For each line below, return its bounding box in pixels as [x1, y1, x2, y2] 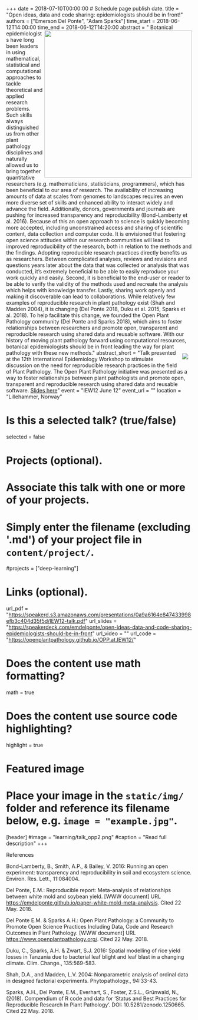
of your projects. [6, 493, 90, 507]
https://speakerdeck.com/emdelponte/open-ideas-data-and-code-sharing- [8, 624, 192, 631]
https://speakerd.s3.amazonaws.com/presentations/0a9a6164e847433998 [8, 611, 192, 618]
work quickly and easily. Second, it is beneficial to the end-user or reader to [6, 274, 190, 281]
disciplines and [6, 149, 43, 156]
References [6, 851, 34, 859]
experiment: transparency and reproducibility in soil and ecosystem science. [6, 869, 192, 876]
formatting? [6, 669, 65, 683]
